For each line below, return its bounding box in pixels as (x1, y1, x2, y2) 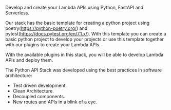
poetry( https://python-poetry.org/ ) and (5, 25, 88, 31)
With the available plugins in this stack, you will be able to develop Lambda (5, 51, 164, 58)
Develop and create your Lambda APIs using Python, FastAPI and (5, 5, 144, 10)
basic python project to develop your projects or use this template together (5, 36, 164, 42)
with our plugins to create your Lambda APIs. (5, 42, 101, 48)
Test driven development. (12, 82, 67, 88)
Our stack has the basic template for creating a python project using (5, 20, 150, 26)
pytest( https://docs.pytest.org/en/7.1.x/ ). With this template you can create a (5, 31, 166, 36)
